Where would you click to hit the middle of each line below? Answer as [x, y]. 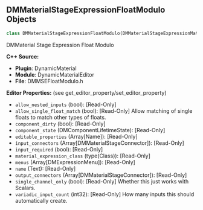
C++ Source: [23, 56]
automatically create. [41, 200]
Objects [21, 20]
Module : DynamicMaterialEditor [55, 74]
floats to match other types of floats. [60, 117]
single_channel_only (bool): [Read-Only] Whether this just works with [102, 181]
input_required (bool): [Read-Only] [59, 149]
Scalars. [25, 188]
